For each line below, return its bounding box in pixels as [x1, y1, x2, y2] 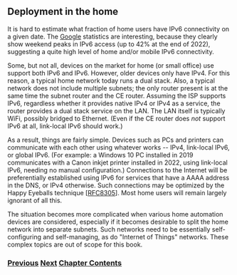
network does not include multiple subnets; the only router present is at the [7, 83, 228, 92]
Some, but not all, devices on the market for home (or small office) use [7, 61, 215, 70]
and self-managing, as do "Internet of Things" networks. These [42, 232, 229, 241]
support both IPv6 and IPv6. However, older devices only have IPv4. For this [7, 68, 230, 77]
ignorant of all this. [7, 196, 63, 204]
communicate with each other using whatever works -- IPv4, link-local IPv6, [7, 142, 230, 152]
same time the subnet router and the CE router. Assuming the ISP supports [7, 91, 226, 100]
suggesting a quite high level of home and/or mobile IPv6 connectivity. [7, 47, 215, 56]
